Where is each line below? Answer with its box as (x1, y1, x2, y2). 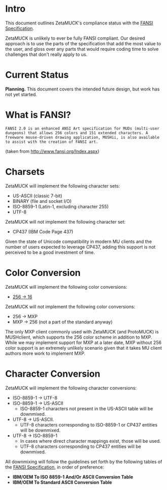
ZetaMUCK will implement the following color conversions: (5, 284, 128, 290)
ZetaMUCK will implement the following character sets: (5, 182, 120, 189)
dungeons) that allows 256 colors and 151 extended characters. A (5, 130, 148, 135)
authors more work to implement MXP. (5, 350, 86, 356)
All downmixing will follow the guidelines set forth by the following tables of (5, 458, 162, 465)
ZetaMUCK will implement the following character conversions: (5, 385, 137, 391)
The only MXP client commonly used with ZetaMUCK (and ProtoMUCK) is (5, 328, 159, 334)
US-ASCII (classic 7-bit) (12, 193, 62, 199)
